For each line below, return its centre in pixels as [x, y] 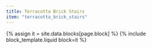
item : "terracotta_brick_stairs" [47, 17]
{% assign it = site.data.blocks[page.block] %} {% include [76, 33]
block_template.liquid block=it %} [46, 40]
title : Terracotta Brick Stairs [45, 11]
